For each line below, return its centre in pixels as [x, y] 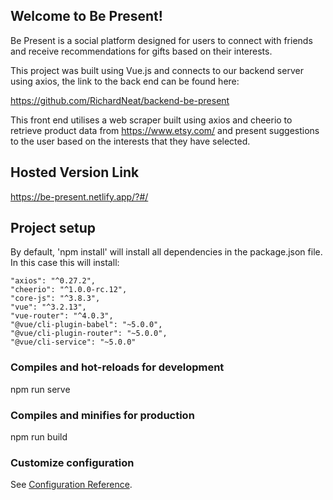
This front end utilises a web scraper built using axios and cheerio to [151, 120]
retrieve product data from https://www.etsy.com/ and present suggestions [165, 130]
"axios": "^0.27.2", [53, 281]
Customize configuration [72, 462]
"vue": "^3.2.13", [48, 307]
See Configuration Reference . [71, 485]
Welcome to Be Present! [86, 16]
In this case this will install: [65, 263]
